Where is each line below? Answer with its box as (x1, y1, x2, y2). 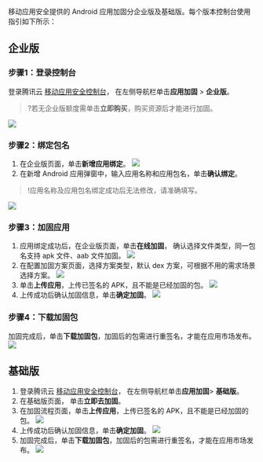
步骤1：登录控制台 (8, 68, 76, 79)
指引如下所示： (8, 16, 57, 26)
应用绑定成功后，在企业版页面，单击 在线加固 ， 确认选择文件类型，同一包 (19, 241, 256, 251)
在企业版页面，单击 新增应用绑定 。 (19, 159, 130, 168)
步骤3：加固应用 (8, 222, 71, 233)
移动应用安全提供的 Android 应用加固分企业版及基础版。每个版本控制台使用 (8, 7, 251, 16)
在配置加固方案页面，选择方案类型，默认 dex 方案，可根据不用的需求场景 (19, 261, 256, 270)
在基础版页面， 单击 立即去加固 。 (19, 396, 126, 406)
